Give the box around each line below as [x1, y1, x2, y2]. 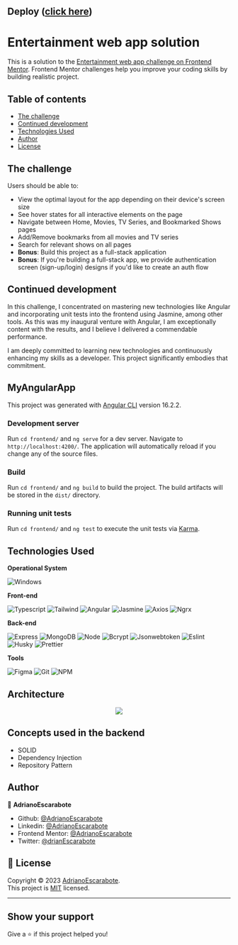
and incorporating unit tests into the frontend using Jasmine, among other [7, 310, 223, 318]
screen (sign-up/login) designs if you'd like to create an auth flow [17, 262, 209, 272]
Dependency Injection [17, 753, 82, 761]
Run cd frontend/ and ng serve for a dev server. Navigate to [7, 434, 183, 442]
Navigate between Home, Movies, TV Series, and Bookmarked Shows [17, 218, 222, 226]
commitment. [7, 361, 46, 369]
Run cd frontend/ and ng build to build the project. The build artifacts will [7, 483, 223, 492]
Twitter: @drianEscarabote [17, 837, 96, 845]
